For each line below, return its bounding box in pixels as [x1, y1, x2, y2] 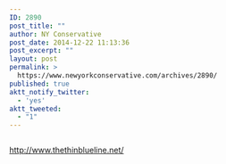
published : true [9, 79, 70, 88]
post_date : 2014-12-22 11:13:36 [9, 37, 130, 47]
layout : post [9, 54, 58, 63]
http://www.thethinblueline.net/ [9, 144, 124, 156]
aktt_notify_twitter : [9, 87, 90, 96]
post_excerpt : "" [9, 46, 74, 55]
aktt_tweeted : [9, 104, 63, 113]
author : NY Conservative [9, 29, 102, 38]
